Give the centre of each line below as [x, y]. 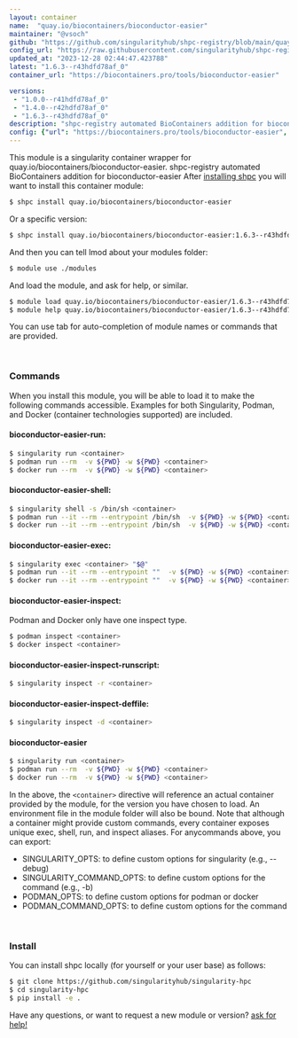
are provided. [34, 336]
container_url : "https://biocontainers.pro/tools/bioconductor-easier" [144, 75]
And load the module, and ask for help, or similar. [99, 285]
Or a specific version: [48, 219]
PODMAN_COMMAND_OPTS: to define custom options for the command [154, 906]
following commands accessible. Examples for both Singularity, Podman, [142, 405]
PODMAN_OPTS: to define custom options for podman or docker [140, 897]
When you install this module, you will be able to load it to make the [132, 395]
